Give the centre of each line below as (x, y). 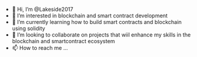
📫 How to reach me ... (40, 48)
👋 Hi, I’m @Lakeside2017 (42, 9)
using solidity (28, 28)
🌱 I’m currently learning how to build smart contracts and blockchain (97, 22)
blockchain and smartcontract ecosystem (64, 41)
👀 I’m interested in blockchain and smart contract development (90, 16)
